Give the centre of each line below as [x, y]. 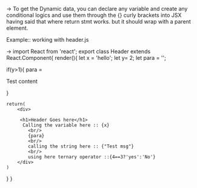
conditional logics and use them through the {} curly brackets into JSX [94, 15]
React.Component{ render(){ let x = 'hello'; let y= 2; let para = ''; [86, 58]
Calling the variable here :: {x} [66, 125]
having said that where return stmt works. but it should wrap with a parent [98, 21]
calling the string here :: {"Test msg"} [81, 146]
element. [17, 28]
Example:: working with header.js [48, 40]
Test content [22, 81]
